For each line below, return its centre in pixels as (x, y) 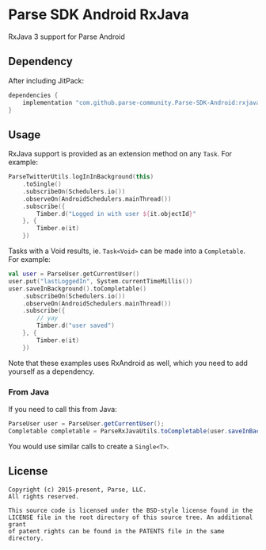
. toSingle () (42, 184)
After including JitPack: (46, 80)
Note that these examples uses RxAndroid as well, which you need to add (128, 363)
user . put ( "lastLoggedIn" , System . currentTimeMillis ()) (101, 281)
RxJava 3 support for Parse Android (66, 37)
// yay (47, 318)
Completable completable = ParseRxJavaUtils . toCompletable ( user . (118, 431)
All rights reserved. (44, 496)
